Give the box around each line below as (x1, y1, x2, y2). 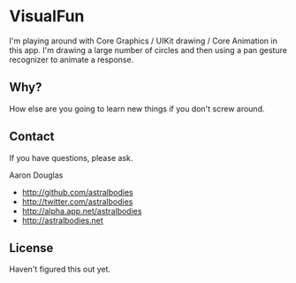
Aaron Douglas (9, 170, 64, 180)
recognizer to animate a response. (9, 54, 134, 65)
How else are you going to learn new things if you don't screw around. (9, 103, 265, 114)
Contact (9, 129, 55, 144)
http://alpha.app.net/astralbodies (21, 205, 142, 216)
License (9, 241, 54, 256)
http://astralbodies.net (21, 215, 103, 226)
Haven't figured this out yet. (9, 264, 111, 275)
